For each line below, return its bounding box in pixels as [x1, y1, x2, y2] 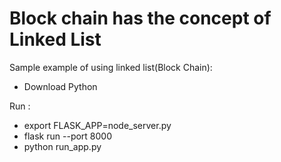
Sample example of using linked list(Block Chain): [9, 61, 213, 73]
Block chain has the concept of [9, 7, 272, 30]
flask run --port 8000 [23, 130, 113, 142]
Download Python [23, 80, 98, 92]
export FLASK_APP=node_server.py [23, 119, 172, 131]
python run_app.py [23, 140, 102, 152]
